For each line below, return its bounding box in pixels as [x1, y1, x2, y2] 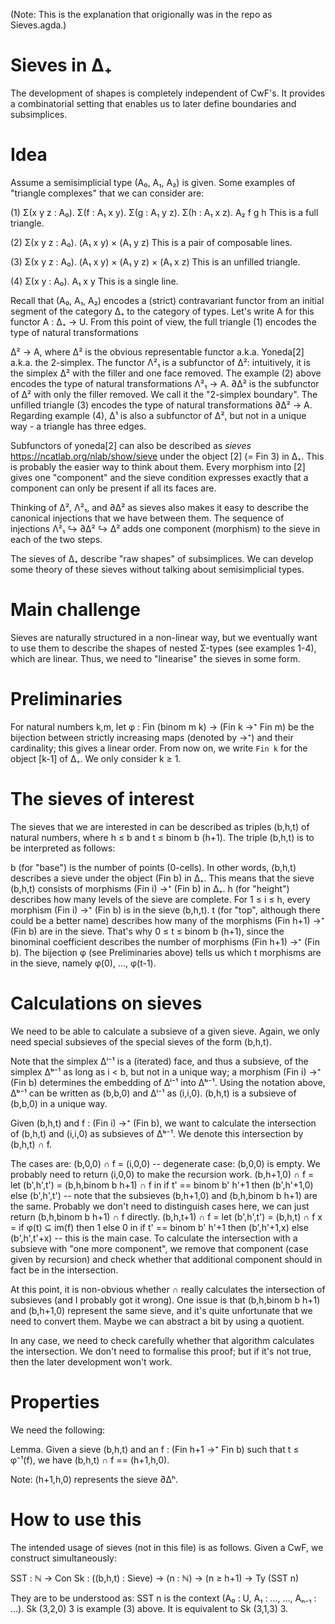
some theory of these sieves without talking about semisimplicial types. [10, 563, 305, 575]
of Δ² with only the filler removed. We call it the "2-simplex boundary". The [10, 388, 318, 400]
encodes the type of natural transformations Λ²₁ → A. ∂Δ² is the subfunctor [10, 377, 320, 389]
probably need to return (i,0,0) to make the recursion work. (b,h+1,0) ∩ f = [10, 1168, 315, 1180]
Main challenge [10, 599, 141, 621]
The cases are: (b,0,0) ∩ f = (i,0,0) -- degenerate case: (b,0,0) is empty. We [10, 1157, 321, 1169]
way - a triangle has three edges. [10, 420, 147, 432]
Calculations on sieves [10, 992, 203, 1014]
